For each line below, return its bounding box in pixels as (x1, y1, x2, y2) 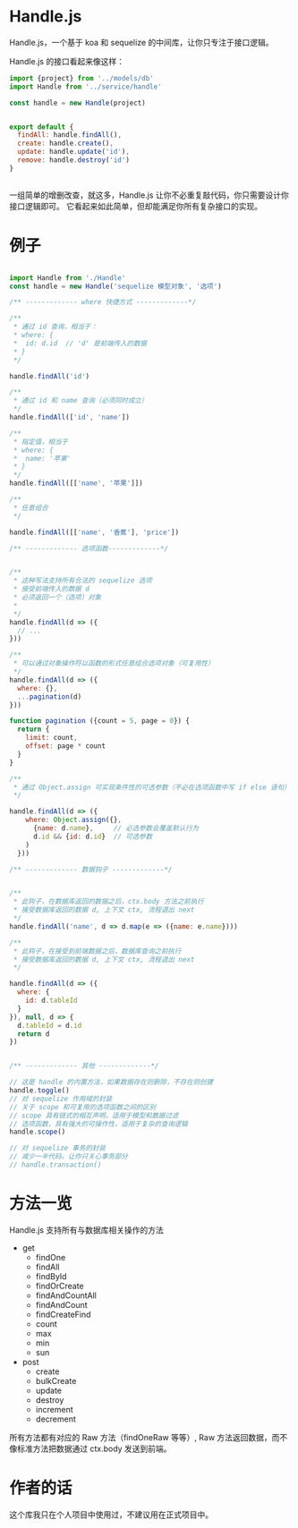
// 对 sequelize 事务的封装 (9, 1143, 106, 1153)
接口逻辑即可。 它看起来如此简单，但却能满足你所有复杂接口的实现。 (9, 200, 262, 211)
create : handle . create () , (17, 139, 115, 149)
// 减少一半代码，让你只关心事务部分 (9, 1152, 128, 1161)
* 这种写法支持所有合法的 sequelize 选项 (13, 576, 152, 585)
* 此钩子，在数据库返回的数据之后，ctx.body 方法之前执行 (13, 897, 204, 906)
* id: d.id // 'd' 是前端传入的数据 (13, 338, 148, 348)
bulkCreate (35, 1375, 77, 1386)
